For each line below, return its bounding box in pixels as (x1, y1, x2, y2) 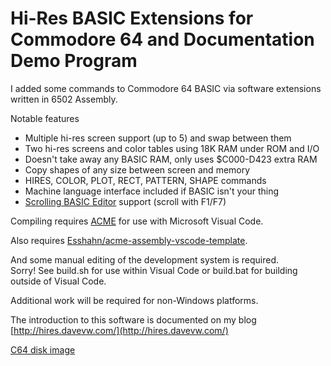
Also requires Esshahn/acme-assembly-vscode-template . (10, 234, 248, 246)
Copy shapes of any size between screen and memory (24, 163, 251, 176)
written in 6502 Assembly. (10, 93, 118, 105)
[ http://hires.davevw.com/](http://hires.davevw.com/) (10, 324, 229, 336)
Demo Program (10, 50, 138, 72)
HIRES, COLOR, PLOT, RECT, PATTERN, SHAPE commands (24, 174, 267, 186)
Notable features (10, 112, 80, 124)
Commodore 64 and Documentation (10, 28, 315, 51)
